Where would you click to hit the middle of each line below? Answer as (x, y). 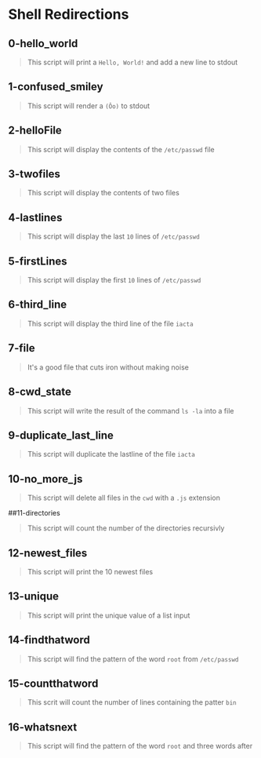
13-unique (34, 597)
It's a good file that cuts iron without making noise (108, 367)
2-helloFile (35, 131)
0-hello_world (43, 44)
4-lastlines (35, 217)
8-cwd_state (40, 392)
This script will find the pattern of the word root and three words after (140, 746)
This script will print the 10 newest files (90, 571)
